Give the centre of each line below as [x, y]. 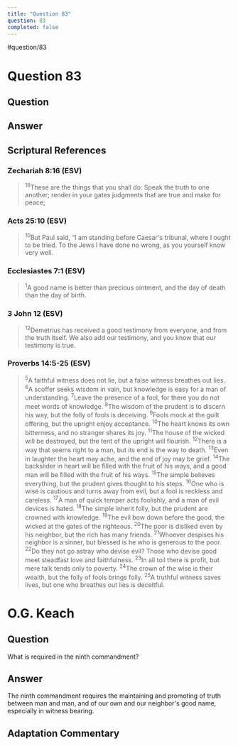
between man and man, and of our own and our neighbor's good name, [112, 703]
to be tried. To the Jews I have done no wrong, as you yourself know [125, 245]
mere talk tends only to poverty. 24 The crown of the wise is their [119, 567]
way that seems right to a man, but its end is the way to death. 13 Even [126, 449]
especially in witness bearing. [51, 711]
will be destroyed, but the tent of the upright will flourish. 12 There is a [126, 441]
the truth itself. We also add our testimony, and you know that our [120, 337]
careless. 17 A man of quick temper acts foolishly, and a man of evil [121, 499]
